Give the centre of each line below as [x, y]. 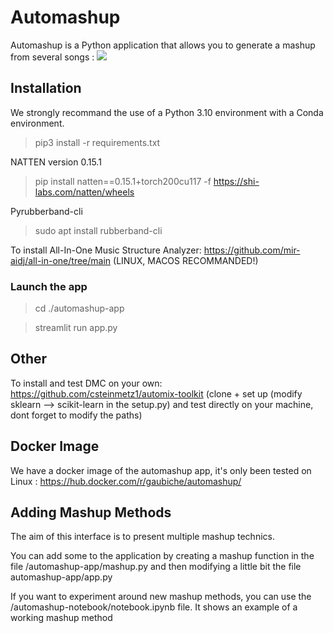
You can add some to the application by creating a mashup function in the [162, 556]
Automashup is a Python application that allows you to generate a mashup [163, 45]
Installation [46, 88]
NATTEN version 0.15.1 [56, 162]
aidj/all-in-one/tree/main [61, 260]
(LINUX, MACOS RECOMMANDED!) [186, 260]
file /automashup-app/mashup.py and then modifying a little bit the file [156, 567]
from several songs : [52, 57]
